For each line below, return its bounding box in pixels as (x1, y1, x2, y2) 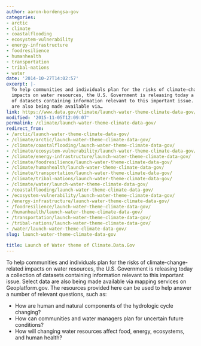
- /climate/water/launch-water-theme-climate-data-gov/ (6, 181, 148, 187)
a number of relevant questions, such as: (6, 290, 107, 298)
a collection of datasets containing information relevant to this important (6, 271, 184, 278)
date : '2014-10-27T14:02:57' (6, 75, 79, 81)
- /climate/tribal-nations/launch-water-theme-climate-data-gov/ (6, 176, 172, 182)
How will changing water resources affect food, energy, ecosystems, (14, 327, 185, 335)
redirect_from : (6, 126, 44, 132)
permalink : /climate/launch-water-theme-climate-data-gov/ (6, 120, 157, 126)
